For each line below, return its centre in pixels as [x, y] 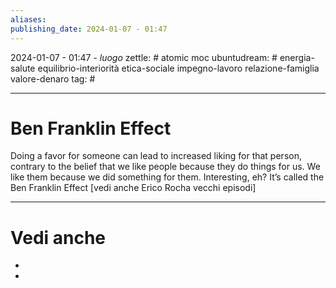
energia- [297, 57]
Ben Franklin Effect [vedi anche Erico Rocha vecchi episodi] [133, 188]
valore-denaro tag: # [53, 78]
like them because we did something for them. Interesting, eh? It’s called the [167, 177]
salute [23, 68]
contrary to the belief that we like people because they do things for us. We [165, 167]
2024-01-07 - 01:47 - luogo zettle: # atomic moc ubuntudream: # [144, 57]
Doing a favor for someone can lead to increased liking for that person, [156, 156]
